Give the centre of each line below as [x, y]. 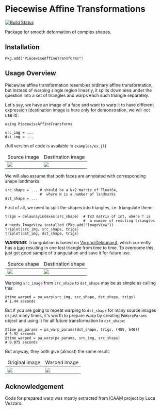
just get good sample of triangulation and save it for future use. [68, 253]
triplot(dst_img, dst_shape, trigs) [42, 233]
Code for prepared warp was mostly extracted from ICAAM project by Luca [80, 398]
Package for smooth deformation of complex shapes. [58, 32]
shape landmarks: [23, 181]
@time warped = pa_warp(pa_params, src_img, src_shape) [63, 338]
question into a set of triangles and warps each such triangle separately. [77, 95]
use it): [12, 115]
